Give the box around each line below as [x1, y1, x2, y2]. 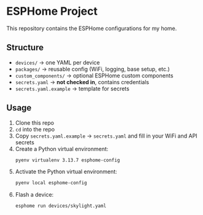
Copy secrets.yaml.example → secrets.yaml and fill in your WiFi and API [15, 132, 197, 139]
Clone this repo [15, 119, 54, 127]
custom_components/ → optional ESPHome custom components [15, 72, 174, 79]
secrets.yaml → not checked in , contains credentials [15, 78, 149, 85]
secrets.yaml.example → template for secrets [15, 85, 130, 92]
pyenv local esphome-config [15, 180, 87, 186]
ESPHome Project [6, 4, 98, 18]
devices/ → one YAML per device [15, 58, 100, 66]
